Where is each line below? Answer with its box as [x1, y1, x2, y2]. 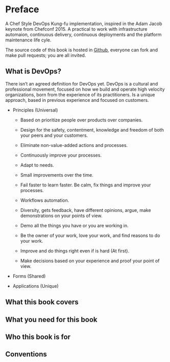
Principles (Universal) [12, 107, 58, 113]
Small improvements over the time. [20, 172, 93, 178]
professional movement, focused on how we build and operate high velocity [5, 86, 165, 92]
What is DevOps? [5, 67, 61, 76]
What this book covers [5, 298, 79, 307]
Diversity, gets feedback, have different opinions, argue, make [20, 207, 152, 213]
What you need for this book [5, 315, 98, 324]
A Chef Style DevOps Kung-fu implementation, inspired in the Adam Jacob [5, 20, 162, 27]
